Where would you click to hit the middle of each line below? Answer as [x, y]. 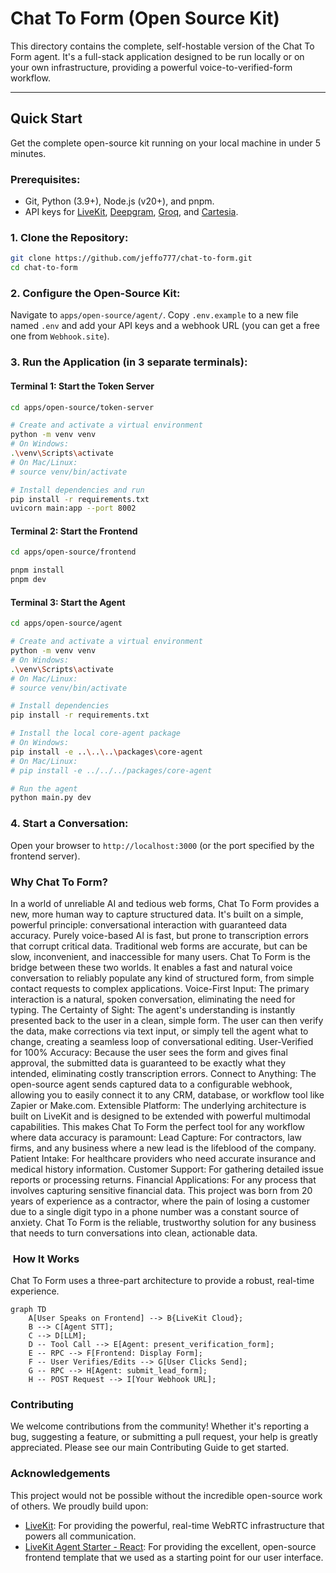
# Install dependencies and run [77, 490]
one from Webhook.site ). [60, 336]
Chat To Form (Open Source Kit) [145, 18]
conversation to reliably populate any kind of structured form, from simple [162, 978]
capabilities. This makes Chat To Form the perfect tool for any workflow [158, 1126]
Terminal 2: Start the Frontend [74, 531]
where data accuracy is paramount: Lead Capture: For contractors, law [156, 1137]
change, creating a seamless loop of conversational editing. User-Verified [162, 1041]
